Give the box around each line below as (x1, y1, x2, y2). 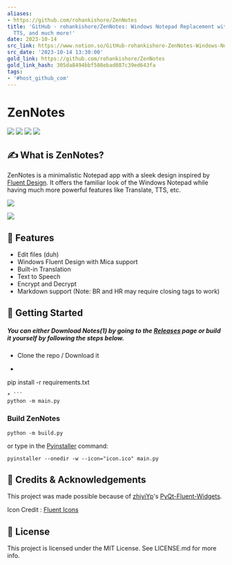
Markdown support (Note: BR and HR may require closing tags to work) (17, 287, 220, 295)
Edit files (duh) (17, 250, 59, 259)
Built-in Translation (17, 265, 71, 273)
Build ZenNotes (7, 414, 61, 424)
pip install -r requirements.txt (7, 379, 90, 387)
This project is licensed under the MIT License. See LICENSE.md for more (7, 544, 217, 553)
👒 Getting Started (7, 307, 84, 319)
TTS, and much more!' (13, 29, 76, 37)
